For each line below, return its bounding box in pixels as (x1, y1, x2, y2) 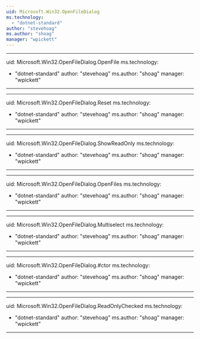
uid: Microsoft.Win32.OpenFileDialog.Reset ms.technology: (6, 99, 151, 106)
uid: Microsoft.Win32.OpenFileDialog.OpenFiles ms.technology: (6, 180, 162, 187)
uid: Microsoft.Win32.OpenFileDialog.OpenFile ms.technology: (6, 58, 159, 66)
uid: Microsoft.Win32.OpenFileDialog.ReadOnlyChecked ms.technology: (6, 303, 183, 309)
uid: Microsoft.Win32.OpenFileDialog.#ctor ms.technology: (6, 262, 150, 269)
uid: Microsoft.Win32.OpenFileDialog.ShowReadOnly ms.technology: (6, 140, 174, 147)
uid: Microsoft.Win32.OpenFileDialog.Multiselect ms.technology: (6, 221, 164, 228)
